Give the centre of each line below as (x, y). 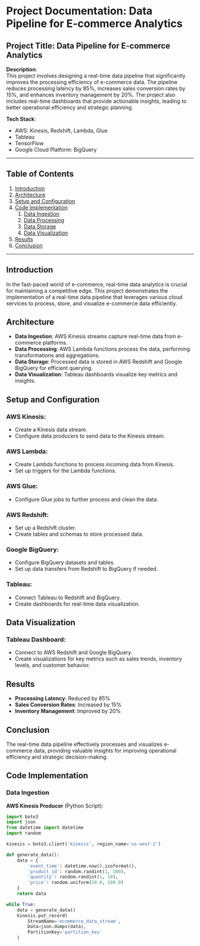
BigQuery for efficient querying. (54, 368)
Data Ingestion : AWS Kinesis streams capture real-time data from (96, 336)
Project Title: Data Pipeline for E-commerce (88, 46)
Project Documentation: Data (79, 11)
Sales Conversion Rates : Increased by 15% (68, 705)
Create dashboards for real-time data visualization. (77, 604)
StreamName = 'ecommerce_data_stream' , (74, 921)
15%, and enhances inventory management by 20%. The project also (91, 95)
